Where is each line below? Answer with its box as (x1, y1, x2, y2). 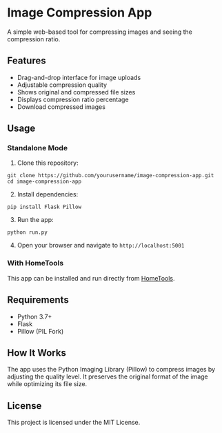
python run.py (7, 229, 48, 236)
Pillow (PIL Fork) (17, 327, 64, 335)
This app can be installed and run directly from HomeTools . (7, 274, 175, 282)
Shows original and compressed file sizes (17, 88, 136, 96)
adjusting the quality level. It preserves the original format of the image (7, 372, 208, 381)
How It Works (7, 347, 67, 359)
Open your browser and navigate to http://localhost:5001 (17, 241, 185, 250)
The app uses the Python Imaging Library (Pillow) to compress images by (7, 365, 216, 374)
